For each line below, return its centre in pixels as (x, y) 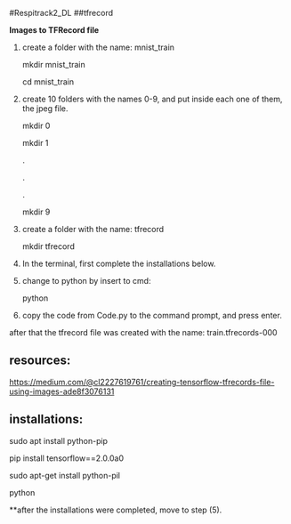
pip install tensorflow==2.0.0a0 (67, 458)
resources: (40, 361)
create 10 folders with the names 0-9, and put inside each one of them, (152, 99)
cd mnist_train (48, 82)
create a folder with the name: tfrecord (93, 229)
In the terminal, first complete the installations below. (119, 263)
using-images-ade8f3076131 (62, 391)
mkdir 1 (35, 143)
